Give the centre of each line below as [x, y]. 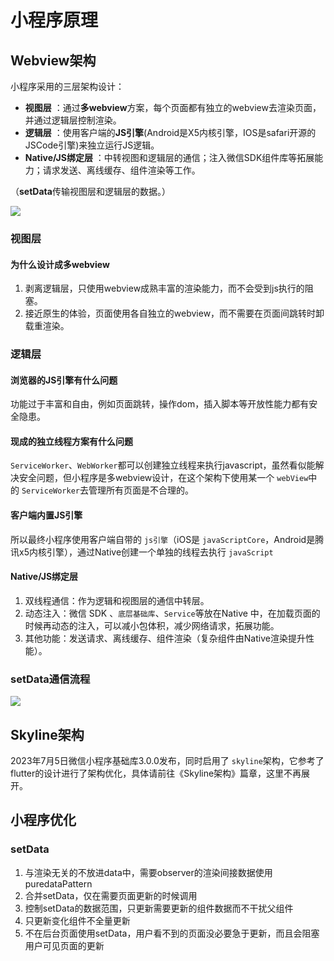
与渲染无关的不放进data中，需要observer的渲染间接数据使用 [148, 872]
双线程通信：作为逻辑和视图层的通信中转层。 [117, 600]
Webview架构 [53, 60]
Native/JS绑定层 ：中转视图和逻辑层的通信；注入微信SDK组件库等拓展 [169, 157]
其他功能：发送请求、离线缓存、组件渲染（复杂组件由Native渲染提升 [165, 638]
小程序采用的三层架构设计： [67, 86]
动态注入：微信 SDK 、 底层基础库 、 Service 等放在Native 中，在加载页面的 [172, 613]
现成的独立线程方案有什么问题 [71, 441]
